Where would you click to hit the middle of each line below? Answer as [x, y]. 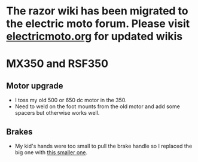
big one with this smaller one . [51, 152]
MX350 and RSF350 [57, 64]
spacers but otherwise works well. [57, 113]
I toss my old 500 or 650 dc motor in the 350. [71, 100]
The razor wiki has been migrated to [97, 11]
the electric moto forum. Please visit [98, 24]
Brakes [19, 132]
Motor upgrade [35, 86]
